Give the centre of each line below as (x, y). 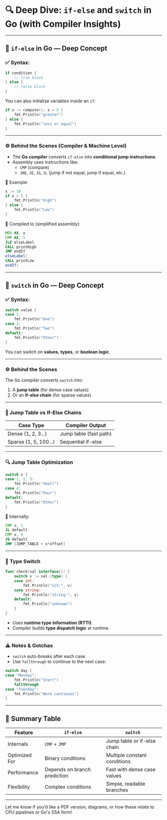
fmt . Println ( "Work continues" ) (46, 694)
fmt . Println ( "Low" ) (34, 210)
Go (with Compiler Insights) (63, 24)
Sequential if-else (81, 442)
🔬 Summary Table (33, 718)
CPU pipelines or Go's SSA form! (39, 812)
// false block (30, 87)
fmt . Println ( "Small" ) (36, 484)
